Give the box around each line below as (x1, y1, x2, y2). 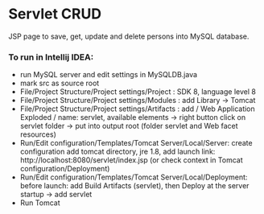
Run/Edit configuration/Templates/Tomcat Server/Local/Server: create (19, 138, 253, 148)
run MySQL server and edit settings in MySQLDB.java (19, 70, 198, 80)
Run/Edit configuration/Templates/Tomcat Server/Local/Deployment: (19, 172, 248, 182)
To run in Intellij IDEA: (8, 51, 94, 63)
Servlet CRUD (8, 5, 102, 23)
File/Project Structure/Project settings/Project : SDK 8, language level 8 (19, 87, 256, 97)
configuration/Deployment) (19, 164, 110, 174)
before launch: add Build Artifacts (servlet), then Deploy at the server (19, 181, 250, 191)
